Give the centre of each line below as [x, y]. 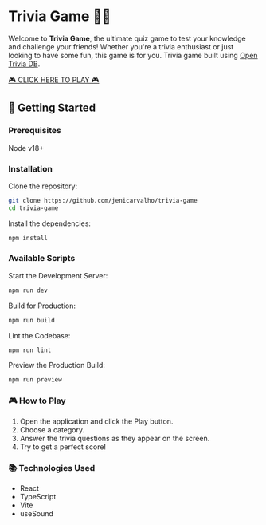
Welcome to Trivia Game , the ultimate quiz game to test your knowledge [127, 38]
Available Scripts [42, 259]
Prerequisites [35, 131]
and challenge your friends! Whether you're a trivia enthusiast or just [121, 46]
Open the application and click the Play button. [96, 421]
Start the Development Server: [58, 275]
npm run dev [28, 290]
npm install [28, 238]
